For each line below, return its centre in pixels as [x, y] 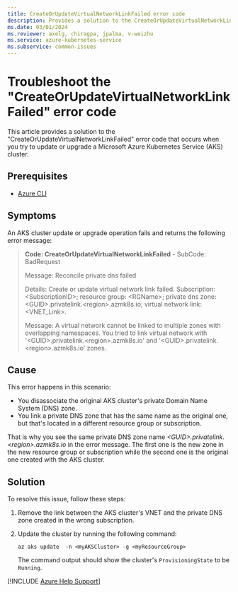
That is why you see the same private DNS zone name [86, 437]
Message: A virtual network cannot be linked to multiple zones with [123, 325]
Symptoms [32, 216]
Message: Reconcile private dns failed [80, 275]
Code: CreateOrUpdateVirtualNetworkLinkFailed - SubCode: [115, 254]
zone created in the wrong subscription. [76, 520]
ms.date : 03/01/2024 [38, 27]
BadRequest [42, 261]
